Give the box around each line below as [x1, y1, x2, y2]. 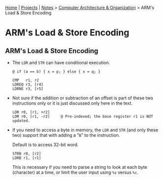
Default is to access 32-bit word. [12, 142, 79, 148]
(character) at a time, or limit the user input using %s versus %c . [12, 170, 138, 175]
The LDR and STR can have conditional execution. [12, 60, 110, 65]
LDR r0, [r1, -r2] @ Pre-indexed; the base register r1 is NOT [12, 114, 153, 119]
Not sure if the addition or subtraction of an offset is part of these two [12, 95, 153, 101]
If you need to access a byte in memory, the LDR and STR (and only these [12, 127, 159, 133]
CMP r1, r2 [12, 78, 39, 83]
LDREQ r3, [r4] [12, 82, 44, 87]
